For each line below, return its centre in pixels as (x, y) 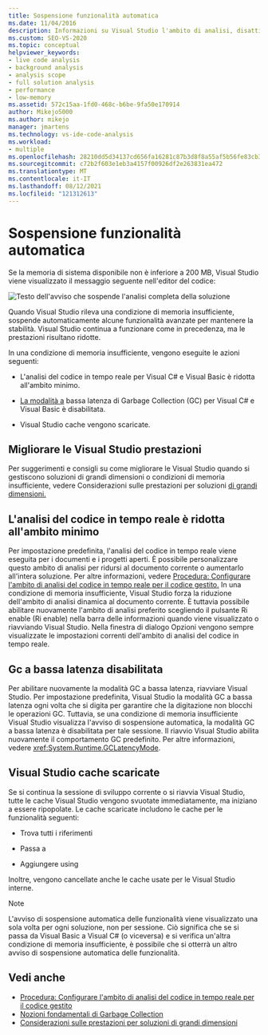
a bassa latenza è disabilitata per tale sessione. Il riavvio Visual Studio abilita (134, 731)
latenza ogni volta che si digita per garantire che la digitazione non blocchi (130, 705)
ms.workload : (30, 142)
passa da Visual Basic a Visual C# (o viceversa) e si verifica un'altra (120, 935)
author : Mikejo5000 (41, 113)
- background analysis (46, 68)
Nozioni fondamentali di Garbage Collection (91, 1013)
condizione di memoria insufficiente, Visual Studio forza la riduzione (120, 593)
